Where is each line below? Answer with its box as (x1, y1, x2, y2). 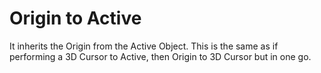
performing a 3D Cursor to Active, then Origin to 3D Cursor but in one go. (9, 50, 312, 62)
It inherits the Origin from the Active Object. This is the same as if (9, 40, 279, 52)
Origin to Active (9, 7, 142, 30)
